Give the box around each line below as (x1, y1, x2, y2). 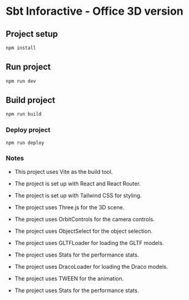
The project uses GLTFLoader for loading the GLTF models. (14, 239, 165, 246)
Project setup (6, 29, 59, 39)
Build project (6, 95, 56, 105)
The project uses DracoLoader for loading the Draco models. (14, 263, 168, 270)
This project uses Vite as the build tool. (14, 168, 113, 175)
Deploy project (6, 126, 51, 134)
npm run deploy (6, 140, 45, 146)
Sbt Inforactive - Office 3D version (6, 4, 184, 18)
